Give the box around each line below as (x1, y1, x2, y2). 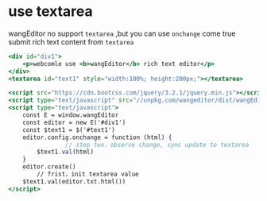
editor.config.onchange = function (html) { (22, 133, 172, 141)
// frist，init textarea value (37, 170, 139, 179)
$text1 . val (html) (37, 148, 94, 157)
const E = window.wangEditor (22, 111, 119, 119)
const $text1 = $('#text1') (22, 126, 115, 133)
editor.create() (22, 163, 77, 171)
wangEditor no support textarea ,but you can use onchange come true (8, 29, 236, 38)
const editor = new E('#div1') (22, 118, 126, 126)
